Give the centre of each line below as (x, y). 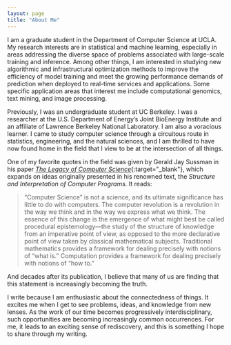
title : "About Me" (33, 20)
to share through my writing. (47, 334)
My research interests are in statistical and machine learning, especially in (112, 47)
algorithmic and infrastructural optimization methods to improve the (103, 69)
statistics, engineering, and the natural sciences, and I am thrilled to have (111, 141)
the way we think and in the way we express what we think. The (114, 212)
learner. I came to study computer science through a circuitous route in (108, 134)
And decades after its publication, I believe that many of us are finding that (113, 276)
